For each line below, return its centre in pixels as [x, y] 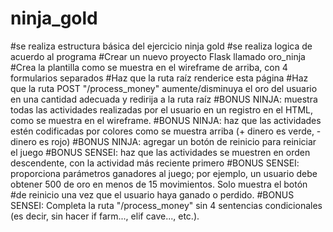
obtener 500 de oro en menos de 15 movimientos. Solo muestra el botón [159, 184]
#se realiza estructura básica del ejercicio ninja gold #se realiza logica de [161, 46]
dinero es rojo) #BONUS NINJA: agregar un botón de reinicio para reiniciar [163, 141]
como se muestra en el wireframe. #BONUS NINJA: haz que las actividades [166, 120]
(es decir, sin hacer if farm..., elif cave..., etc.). [105, 216]
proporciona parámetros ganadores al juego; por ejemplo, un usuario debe [164, 173]
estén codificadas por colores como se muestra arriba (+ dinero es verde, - [166, 131]
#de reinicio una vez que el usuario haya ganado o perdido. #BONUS [152, 194]
